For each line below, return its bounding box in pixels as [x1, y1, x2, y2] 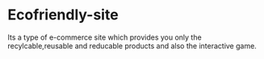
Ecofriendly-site [7, 6, 119, 24]
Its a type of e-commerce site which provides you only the [7, 32, 203, 42]
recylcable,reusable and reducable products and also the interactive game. [7, 40, 258, 50]
